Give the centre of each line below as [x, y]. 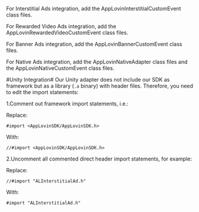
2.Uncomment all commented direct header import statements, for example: [99, 159]
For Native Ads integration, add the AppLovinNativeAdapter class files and [97, 62]
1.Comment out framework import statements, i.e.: [67, 104]
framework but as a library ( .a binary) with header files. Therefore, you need [100, 86]
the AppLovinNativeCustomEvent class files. [60, 68]
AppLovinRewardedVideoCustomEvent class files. [67, 33]
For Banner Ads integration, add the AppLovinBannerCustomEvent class [94, 44]
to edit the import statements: [42, 92]
